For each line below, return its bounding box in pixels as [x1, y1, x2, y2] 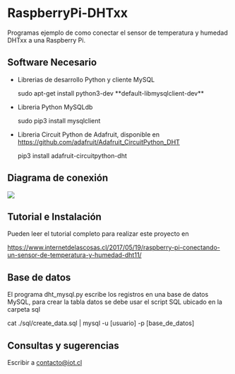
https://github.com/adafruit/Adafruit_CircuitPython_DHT [17, 137, 180, 146]
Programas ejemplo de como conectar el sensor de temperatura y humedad [7, 28, 228, 37]
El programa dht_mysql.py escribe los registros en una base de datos [7, 290, 209, 299]
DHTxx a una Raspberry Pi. [7, 35, 86, 44]
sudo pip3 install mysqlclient [17, 116, 101, 125]
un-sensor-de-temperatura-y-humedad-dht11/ [7, 251, 143, 259]
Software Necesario [7, 57, 97, 69]
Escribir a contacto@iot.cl [7, 358, 83, 366]
